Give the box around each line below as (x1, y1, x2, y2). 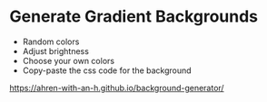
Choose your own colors (22, 55, 115, 66)
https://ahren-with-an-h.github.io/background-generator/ (9, 82, 224, 93)
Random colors (22, 36, 80, 47)
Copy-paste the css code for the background (22, 65, 193, 76)
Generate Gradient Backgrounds (9, 6, 259, 27)
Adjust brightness (22, 45, 89, 56)
